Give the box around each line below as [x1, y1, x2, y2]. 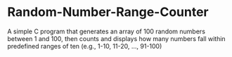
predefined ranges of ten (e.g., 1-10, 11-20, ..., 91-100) [7, 42, 162, 50]
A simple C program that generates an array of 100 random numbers [7, 27, 206, 35]
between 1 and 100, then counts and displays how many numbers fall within [7, 34, 226, 42]
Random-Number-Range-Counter [7, 4, 209, 20]
